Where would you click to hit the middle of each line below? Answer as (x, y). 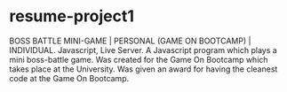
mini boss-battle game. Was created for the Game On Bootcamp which (139, 59)
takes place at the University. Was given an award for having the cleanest (143, 69)
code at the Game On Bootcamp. (69, 78)
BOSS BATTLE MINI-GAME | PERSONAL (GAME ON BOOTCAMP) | (130, 41)
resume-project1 (72, 16)
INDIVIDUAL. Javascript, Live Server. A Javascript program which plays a (143, 50)
